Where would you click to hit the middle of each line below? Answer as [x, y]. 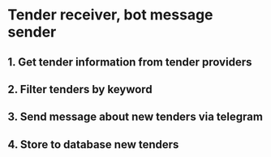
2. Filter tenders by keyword [80, 89]
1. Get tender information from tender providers [130, 62]
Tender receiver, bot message [110, 15]
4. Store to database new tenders [93, 144]
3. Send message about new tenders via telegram [135, 117]
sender [32, 32]
